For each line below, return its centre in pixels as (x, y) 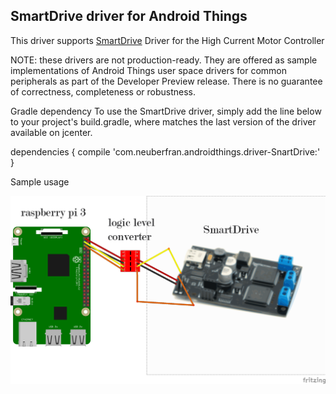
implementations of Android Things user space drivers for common (148, 70)
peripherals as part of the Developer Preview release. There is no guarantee (166, 81)
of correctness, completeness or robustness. (103, 91)
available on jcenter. (51, 132)
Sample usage (40, 181)
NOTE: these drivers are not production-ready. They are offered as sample (164, 60)
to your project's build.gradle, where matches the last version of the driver (163, 121)
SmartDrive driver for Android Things (129, 16)
